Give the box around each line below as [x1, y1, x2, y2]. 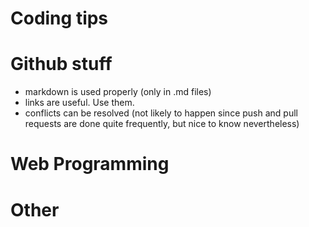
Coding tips [10, 7, 109, 30]
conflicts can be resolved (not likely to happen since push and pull [24, 107, 298, 119]
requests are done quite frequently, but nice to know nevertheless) [24, 118, 300, 130]
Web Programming [10, 153, 170, 176]
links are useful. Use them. [24, 97, 135, 109]
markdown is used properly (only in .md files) [24, 86, 212, 98]
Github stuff [10, 53, 113, 76]
